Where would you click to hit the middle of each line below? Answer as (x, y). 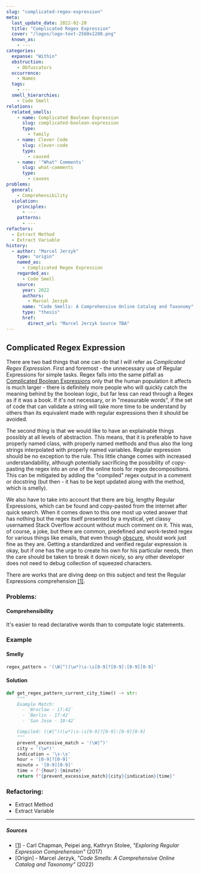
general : (22, 190)
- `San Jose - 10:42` (49, 721)
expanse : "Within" (35, 56)
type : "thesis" (41, 312)
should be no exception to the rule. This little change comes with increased (99, 456)
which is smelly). (27, 488)
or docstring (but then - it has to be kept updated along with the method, (96, 482)
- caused (39, 156)
